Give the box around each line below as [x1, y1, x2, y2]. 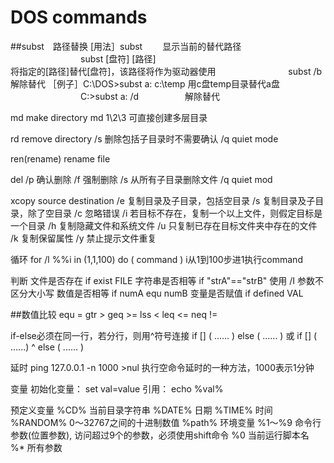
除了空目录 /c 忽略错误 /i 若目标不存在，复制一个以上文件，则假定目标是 [27, 207, 323, 219]
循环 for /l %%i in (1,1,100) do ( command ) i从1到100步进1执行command [10, 253, 303, 265]
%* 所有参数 [10, 441, 63, 453]
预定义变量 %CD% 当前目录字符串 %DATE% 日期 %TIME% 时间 [10, 404, 273, 416]
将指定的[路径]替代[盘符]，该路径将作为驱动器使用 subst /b [10, 65, 323, 77]
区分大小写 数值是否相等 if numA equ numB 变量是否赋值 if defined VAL [10, 287, 304, 299]
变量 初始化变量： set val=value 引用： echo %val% [10, 382, 224, 395]
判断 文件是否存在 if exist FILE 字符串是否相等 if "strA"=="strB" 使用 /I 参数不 [10, 274, 324, 286]
